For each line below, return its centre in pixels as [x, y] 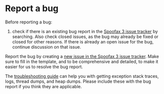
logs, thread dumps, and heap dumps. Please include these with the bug [78, 81]
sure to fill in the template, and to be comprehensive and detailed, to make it [82, 61]
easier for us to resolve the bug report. [44, 67]
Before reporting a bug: [29, 22]
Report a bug [32, 9]
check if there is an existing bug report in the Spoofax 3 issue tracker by [85, 31]
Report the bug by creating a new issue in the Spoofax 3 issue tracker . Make [82, 56]
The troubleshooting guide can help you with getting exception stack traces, [82, 76]
